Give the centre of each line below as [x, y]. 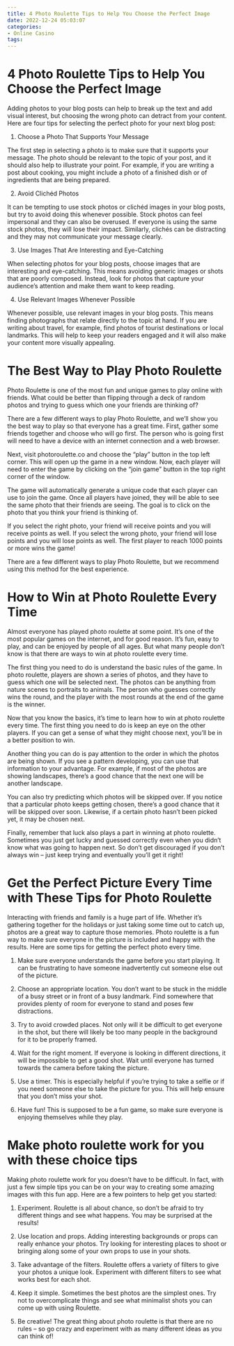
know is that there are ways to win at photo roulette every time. [97, 653]
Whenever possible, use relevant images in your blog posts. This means [110, 313]
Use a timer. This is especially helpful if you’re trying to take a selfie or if [121, 1081]
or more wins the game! [41, 548]
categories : [24, 27]
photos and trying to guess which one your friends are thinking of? [103, 405]
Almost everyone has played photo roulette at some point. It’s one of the [111, 631]
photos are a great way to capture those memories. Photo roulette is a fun [113, 932]
